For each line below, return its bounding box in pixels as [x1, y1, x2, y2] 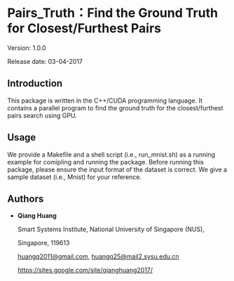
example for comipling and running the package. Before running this [7, 157, 205, 166]
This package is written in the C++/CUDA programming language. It [7, 96, 203, 105]
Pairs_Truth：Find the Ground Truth [7, 5, 219, 21]
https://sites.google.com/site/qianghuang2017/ [17, 266, 153, 275]
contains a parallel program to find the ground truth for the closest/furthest [7, 103, 223, 112]
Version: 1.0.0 [7, 44, 47, 52]
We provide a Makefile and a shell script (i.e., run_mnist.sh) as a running [7, 150, 216, 159]
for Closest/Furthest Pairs [7, 20, 161, 37]
